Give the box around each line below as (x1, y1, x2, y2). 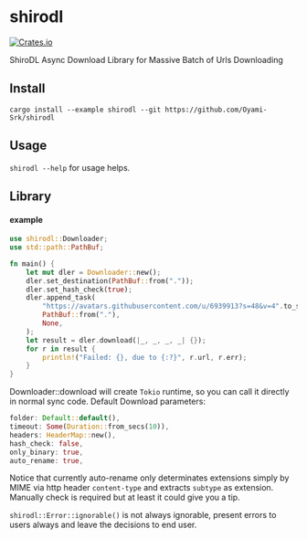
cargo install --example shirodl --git (9, 105, 162, 114)
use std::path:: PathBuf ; (9, 243, 104, 252)
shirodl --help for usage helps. (9, 162, 131, 173)
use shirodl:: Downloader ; (9, 235, 108, 244)
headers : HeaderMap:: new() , (9, 430, 117, 439)
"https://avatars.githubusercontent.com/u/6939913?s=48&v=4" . (42, 301, 284, 312)
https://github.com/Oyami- (164, 105, 268, 114)
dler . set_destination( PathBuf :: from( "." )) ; (26, 276, 195, 285)
